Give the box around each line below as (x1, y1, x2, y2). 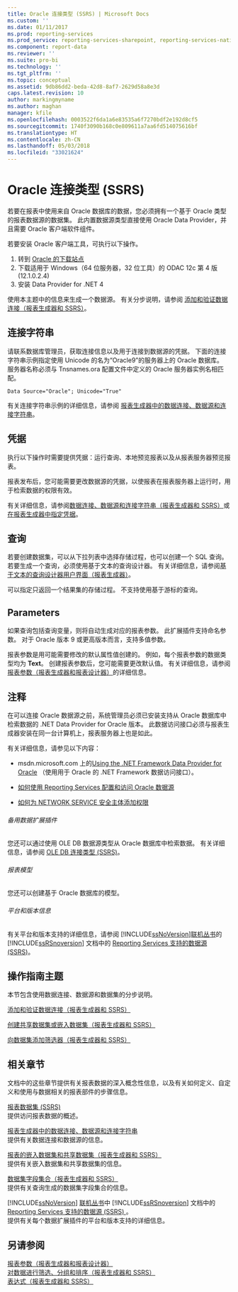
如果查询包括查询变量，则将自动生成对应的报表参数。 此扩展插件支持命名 (7, 626, 220, 635)
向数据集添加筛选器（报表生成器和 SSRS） (7, 1036, 131, 1044)
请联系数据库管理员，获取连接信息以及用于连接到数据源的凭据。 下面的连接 (7, 347, 227, 355)
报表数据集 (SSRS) (7, 1102, 62, 1112)
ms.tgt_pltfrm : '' (7, 70, 62, 77)
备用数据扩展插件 (7, 815, 57, 824)
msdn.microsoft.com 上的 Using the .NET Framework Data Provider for (17, 759, 222, 767)
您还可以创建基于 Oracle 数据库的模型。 (7, 889, 124, 897)
